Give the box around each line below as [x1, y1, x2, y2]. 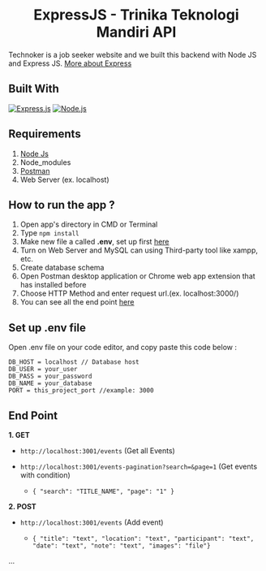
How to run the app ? [8, 197, 115, 212]
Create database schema [19, 262, 105, 273]
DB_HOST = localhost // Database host [8, 358, 139, 366]
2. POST [8, 502, 36, 511]
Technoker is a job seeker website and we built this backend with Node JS [8, 50, 257, 59]
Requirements [8, 128, 81, 141]
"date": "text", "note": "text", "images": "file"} [32, 542, 211, 550]
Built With [8, 82, 59, 96]
